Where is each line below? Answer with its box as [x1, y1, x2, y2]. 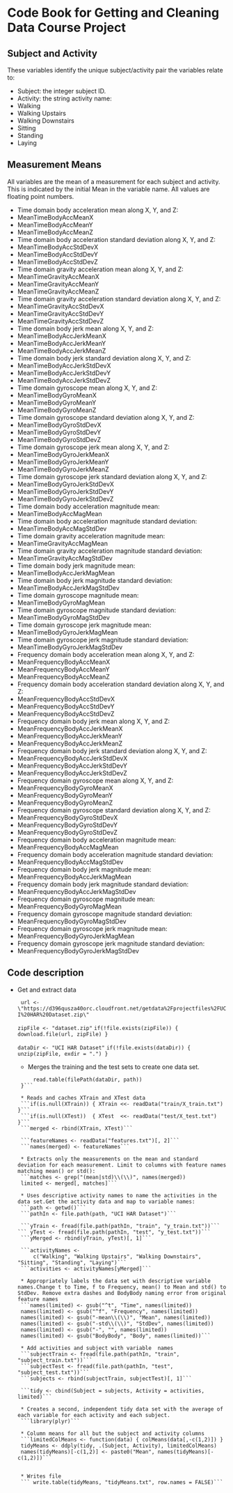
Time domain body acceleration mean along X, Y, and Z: [17, 206, 179, 214]
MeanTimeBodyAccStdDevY [17, 250, 99, 259]
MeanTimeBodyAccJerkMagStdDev [17, 584, 120, 592]
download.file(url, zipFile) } [17, 1031, 109, 1038]
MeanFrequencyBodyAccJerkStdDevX [17, 754, 128, 762]
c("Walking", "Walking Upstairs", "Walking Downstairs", [33, 1253, 202, 1260]
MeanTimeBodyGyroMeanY [17, 398, 97, 407]
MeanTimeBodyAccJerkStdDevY [17, 368, 111, 377]
